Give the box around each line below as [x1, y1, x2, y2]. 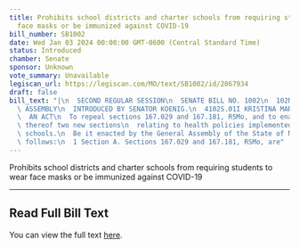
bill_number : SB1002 [9, 29, 86, 38]
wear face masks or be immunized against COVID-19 [9, 171, 203, 182]
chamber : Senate [9, 54, 69, 63]
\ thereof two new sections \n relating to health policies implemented [17, 121, 293, 130]
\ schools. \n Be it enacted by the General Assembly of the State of [17, 129, 285, 138]
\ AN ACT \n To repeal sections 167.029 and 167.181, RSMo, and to [17, 112, 277, 121]
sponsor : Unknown [9, 63, 74, 72]
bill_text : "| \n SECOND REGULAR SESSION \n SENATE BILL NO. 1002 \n [9, 95, 269, 105]
